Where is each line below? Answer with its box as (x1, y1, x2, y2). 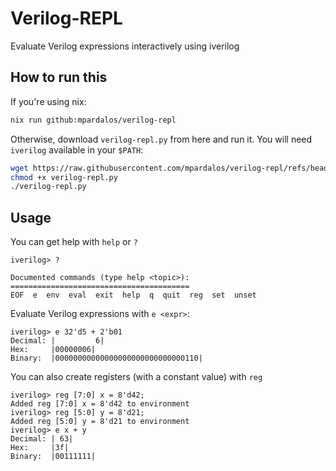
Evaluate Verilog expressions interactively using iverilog (10, 40, 240, 52)
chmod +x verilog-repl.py (10, 172, 118, 182)
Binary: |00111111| (10, 452, 97, 462)
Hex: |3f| (10, 443, 70, 453)
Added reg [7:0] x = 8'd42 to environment (10, 399, 190, 409)
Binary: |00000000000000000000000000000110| (10, 353, 203, 364)
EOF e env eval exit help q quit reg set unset (10, 290, 257, 301)
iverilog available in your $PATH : (10, 143, 144, 156)
